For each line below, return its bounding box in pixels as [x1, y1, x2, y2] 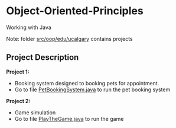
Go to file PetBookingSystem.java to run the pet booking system [14, 86, 171, 93]
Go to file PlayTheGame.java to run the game [14, 115, 124, 122]
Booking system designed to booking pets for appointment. [14, 79, 159, 87]
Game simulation [14, 108, 56, 116]
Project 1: [6, 68, 30, 75]
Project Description [6, 52, 79, 63]
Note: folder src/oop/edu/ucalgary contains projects [6, 35, 133, 42]
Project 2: [6, 97, 31, 104]
